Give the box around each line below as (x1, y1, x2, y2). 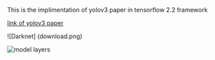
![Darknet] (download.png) (7, 32, 82, 40)
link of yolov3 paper (7, 19, 64, 27)
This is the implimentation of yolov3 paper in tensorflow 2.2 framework (7, 6, 208, 14)
